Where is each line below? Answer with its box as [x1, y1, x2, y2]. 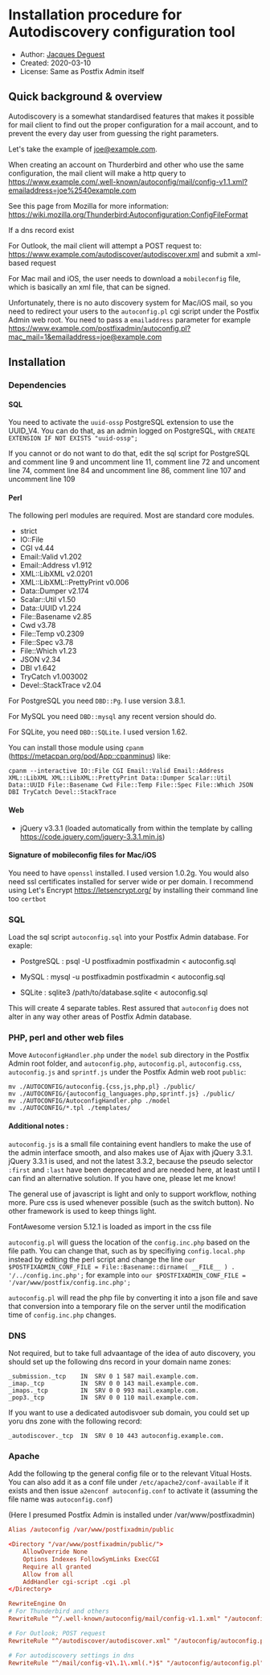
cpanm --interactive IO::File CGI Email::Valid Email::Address [8, 767, 225, 775]
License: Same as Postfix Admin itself [19, 66, 145, 76]
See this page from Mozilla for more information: [8, 201, 169, 210]
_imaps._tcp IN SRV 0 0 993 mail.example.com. [8, 1386, 199, 1394]
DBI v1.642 [19, 663, 56, 673]
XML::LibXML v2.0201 [19, 569, 93, 579]
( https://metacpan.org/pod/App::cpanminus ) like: [8, 751, 171, 761]
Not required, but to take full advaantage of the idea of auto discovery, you [8, 1348, 256, 1357]
